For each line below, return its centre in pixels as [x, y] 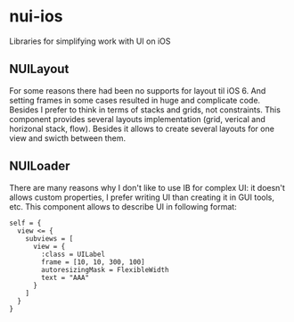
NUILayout [39, 69]
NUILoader [40, 166]
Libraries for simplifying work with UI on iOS [90, 41]
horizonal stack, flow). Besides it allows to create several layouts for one [142, 128]
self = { [25, 223]
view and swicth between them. [68, 138]
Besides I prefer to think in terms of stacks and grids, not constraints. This [145, 110]
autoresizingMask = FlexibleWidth [105, 269]
